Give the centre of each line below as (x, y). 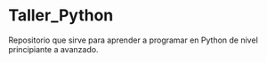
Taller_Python (61, 16)
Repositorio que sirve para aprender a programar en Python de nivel (133, 40)
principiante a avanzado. (53, 49)
